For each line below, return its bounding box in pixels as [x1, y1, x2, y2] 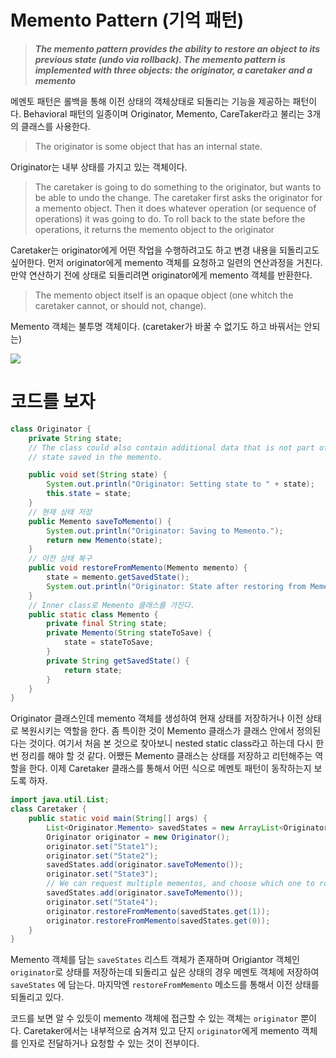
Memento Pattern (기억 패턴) [10, 9, 245, 32]
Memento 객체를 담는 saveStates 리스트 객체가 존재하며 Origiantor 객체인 [10, 954, 301, 966]
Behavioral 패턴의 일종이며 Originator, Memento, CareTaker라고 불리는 [23, 107, 305, 120]
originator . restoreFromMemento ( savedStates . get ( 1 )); [46, 906, 271, 916]
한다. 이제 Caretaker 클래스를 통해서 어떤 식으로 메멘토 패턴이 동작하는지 [28, 762, 312, 775]
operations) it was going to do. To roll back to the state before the [34, 212, 306, 225]
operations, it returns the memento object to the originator [34, 223, 275, 235]
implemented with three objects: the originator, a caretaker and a [34, 64, 313, 76]
